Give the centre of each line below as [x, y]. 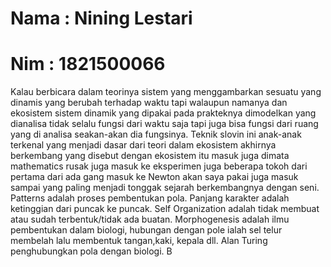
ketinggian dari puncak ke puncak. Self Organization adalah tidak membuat [165, 209]
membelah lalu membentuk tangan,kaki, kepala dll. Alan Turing [139, 241]
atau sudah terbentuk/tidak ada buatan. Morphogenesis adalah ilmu [150, 219]
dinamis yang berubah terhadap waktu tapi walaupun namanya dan [149, 103]
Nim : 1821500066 [88, 64]
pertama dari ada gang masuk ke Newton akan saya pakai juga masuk [154, 177]
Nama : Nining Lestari [101, 18]
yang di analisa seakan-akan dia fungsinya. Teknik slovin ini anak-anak [156, 134]
